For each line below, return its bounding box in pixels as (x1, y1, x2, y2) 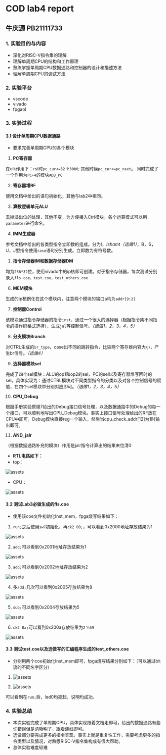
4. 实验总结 (5, 707, 32, 714)
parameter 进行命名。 (5, 220, 47, 226)
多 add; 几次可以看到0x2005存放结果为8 (12, 584, 93, 590)
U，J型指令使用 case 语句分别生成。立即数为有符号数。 (5, 248, 116, 253)
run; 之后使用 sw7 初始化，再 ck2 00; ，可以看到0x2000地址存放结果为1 (12, 523, 153, 530)
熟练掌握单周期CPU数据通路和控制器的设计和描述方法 (12, 64, 122, 70)
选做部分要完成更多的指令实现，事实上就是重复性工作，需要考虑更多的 (12, 732, 156, 738)
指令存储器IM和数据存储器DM (12, 258, 73, 264)
